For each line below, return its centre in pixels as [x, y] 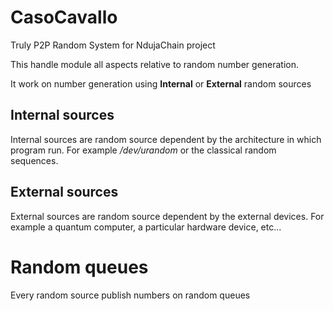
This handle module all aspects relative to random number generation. [155, 64]
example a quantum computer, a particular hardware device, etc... [146, 227]
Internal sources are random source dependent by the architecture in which [166, 139]
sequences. [34, 160]
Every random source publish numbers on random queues [130, 295]
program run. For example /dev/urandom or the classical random [143, 150]
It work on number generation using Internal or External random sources [161, 83]
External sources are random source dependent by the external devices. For [167, 216]
